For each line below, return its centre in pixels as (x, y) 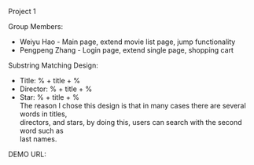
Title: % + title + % (50, 81)
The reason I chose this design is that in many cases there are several (133, 106)
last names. (38, 139)
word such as (42, 130)
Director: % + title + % (56, 89)
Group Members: (36, 26)
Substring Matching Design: (53, 65)
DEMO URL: (28, 154)
